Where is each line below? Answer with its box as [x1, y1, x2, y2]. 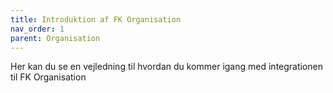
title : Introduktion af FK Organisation [10, 14, 182, 25]
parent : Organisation [10, 33, 101, 43]
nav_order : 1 [10, 24, 65, 34]
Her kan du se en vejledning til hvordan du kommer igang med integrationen [10, 61, 324, 73]
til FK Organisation [10, 71, 87, 83]
